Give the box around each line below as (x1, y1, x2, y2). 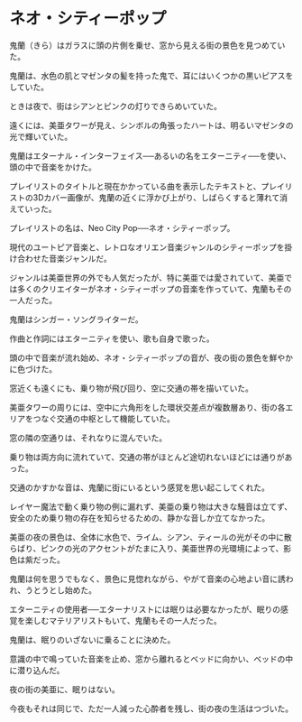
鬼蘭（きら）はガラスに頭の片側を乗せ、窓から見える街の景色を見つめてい (9, 40, 286, 51)
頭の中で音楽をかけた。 (9, 162, 96, 172)
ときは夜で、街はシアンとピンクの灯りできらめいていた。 (9, 100, 223, 111)
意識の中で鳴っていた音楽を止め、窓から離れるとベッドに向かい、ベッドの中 (9, 653, 294, 664)
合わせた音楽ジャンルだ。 (16, 253, 112, 264)
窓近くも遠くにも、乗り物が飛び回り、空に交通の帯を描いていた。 (9, 383, 254, 393)
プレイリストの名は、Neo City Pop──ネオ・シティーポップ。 (9, 222, 235, 233)
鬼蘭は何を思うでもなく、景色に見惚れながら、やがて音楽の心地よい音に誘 (9, 573, 286, 584)
